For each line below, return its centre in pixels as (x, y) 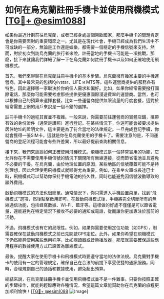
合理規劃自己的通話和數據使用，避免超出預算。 (61, 268)
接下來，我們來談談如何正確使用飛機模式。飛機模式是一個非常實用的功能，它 (82, 152)
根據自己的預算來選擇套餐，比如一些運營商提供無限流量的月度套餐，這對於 (84, 100)
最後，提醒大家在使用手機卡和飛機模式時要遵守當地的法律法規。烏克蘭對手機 (82, 256)
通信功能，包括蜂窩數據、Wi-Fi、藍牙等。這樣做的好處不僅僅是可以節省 (81, 205)
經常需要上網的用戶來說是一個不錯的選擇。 (48, 106)
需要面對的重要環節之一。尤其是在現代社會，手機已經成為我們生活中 (86, 41)
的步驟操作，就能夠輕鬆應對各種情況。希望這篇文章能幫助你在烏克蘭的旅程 (80, 285)
